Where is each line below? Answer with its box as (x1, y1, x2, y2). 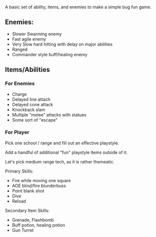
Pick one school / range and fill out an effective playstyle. (5, 140, 119, 146)
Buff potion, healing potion (12, 222, 65, 228)
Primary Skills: (5, 168, 34, 174)
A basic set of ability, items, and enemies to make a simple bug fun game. (5, 4, 152, 10)
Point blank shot (12, 188, 44, 193)
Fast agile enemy (12, 36, 46, 42)
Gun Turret (12, 227, 34, 233)
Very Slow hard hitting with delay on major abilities (12, 41, 113, 47)
